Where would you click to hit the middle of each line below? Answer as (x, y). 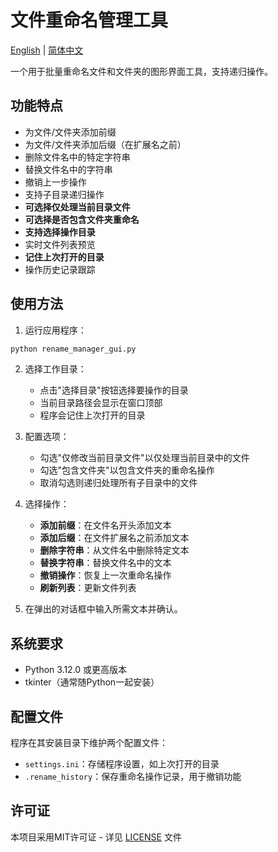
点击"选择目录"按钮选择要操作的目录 (114, 390)
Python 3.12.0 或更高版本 (76, 670)
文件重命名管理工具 (89, 20)
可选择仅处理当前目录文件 (77, 207)
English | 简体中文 (47, 50)
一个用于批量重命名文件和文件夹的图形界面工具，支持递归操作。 (141, 71)
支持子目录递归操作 (64, 194)
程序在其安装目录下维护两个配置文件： (89, 743)
